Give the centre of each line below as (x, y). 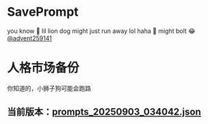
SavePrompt (43, 12)
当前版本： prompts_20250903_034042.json (104, 112)
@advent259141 (30, 38)
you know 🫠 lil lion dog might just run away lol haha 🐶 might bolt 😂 (101, 31)
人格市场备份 (43, 68)
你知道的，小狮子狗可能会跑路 (49, 88)
